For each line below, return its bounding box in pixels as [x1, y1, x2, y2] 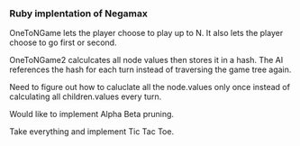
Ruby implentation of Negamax [9, 7, 149, 20]
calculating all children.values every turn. [9, 91, 162, 102]
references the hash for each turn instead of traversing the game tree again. [9, 64, 292, 75]
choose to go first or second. [9, 37, 117, 48]
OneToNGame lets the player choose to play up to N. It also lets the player [9, 28, 284, 39]
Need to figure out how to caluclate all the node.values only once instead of [9, 82, 291, 93]
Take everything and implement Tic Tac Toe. [9, 126, 174, 137]
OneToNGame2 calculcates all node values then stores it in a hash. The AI [9, 55, 284, 66]
